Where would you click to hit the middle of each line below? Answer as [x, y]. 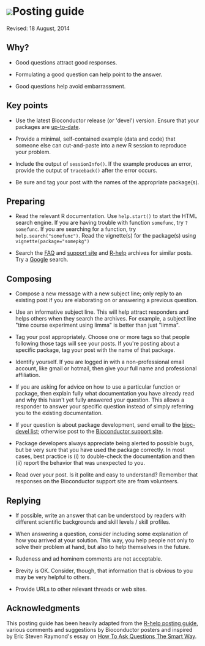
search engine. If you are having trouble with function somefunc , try [99, 223]
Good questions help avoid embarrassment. [70, 86]
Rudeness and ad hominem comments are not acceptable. [89, 559]
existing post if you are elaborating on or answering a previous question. [106, 300]
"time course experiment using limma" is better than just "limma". [98, 325]
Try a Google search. [42, 260]
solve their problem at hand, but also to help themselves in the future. [103, 547]
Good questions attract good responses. [66, 62]
